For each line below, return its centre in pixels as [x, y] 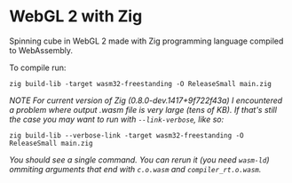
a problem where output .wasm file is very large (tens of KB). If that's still [143, 109]
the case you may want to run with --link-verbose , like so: [117, 119]
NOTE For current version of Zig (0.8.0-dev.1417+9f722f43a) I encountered [146, 100]
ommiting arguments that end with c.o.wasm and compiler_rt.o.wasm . [135, 169]
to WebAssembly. [41, 50]
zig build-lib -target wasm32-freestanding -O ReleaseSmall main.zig [141, 84]
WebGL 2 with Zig [76, 16]
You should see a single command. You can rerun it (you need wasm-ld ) [139, 159]
